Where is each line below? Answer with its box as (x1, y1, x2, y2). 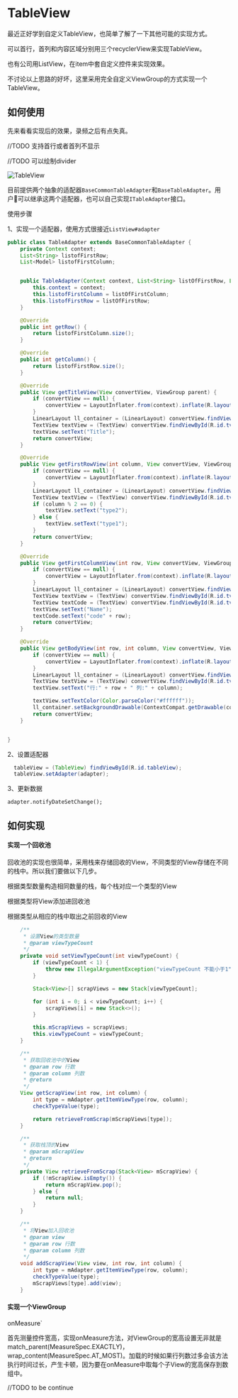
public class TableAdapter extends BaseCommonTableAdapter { (7, 239, 192, 246)
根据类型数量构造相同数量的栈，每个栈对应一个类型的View (7, 882, 177, 890)
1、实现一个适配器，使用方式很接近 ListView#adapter (7, 224, 161, 233)
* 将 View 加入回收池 (23, 1227, 74, 1234)
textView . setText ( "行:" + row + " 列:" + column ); (33, 684, 183, 692)
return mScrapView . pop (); (45, 1181, 122, 1189)
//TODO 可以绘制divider (7, 156, 76, 165)
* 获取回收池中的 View (23, 1056, 80, 1064)
